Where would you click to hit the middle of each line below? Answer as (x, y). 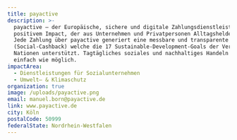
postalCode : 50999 (34, 119)
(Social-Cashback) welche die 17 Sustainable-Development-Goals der (116, 47)
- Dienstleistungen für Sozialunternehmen (77, 73)
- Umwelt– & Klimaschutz (50, 80)
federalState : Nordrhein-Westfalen (60, 126)
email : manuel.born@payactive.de (56, 100)
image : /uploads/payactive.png (53, 93)
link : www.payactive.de (42, 106)
